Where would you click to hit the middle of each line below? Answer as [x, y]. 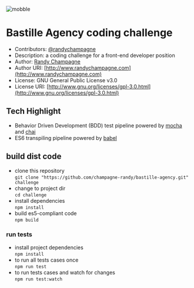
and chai [25, 132]
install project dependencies [49, 247]
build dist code [34, 157]
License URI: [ [31, 86]
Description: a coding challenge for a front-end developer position [95, 55]
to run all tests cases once [46, 260]
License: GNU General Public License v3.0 [66, 80]
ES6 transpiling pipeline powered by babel [66, 138]
